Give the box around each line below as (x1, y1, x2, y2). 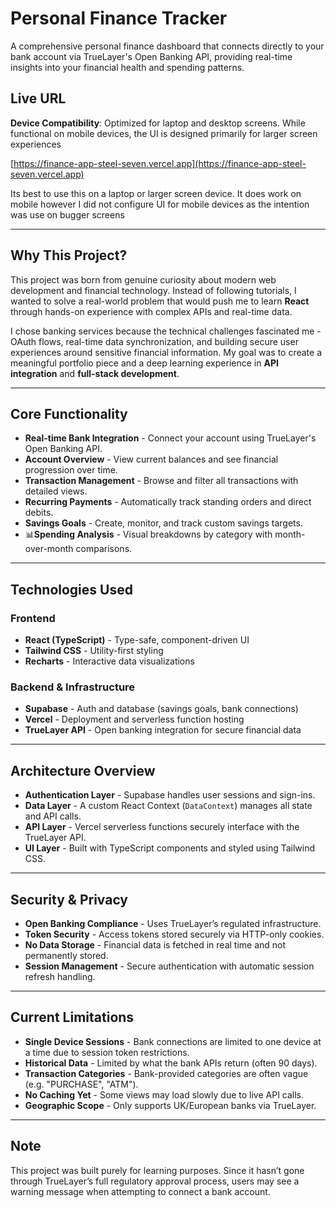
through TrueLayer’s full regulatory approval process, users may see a (10, 1175, 300, 1187)
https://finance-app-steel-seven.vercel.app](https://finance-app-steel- (13, 157, 307, 169)
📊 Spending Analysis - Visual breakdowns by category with (24, 528, 273, 541)
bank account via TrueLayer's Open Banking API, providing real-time (10, 50, 293, 62)
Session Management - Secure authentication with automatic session (24, 960, 315, 972)
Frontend (10, 611, 56, 625)
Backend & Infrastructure (10, 680, 136, 694)
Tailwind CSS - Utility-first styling (24, 645, 164, 657)
